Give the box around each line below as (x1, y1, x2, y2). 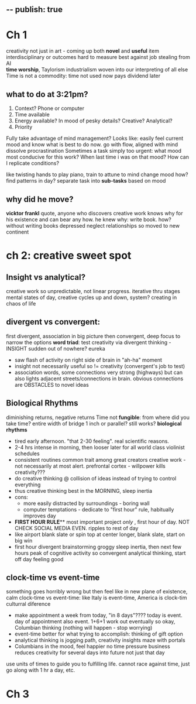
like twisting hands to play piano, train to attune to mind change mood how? (6, 171, 188, 178)
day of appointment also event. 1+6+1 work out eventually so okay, (14, 618, 176, 625)
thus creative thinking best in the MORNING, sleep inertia (14, 487, 153, 494)
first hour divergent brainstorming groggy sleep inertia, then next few (14, 543, 182, 550)
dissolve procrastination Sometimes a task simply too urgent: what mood (6, 147, 182, 154)
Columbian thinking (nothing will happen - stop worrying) (14, 624, 153, 631)
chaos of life (6, 300, 36, 307)
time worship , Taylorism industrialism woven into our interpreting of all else (6, 66, 188, 73)
